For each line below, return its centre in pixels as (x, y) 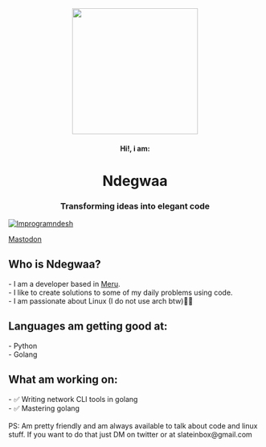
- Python (23, 346)
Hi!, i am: (135, 148)
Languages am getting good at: (88, 327)
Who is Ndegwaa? (55, 265)
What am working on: (63, 380)
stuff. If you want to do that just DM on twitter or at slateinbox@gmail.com (131, 434)
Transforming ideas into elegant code (135, 206)
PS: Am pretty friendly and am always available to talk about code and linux (133, 425)
